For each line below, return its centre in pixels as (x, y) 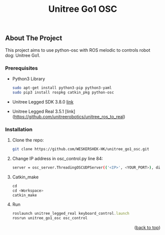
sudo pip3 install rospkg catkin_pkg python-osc (63, 92)
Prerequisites (21, 68)
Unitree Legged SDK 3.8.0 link (43, 101)
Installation (19, 129)
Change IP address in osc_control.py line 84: (58, 158)
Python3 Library (29, 79)
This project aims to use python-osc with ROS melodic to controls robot (78, 50)
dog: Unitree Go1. (23, 55)
